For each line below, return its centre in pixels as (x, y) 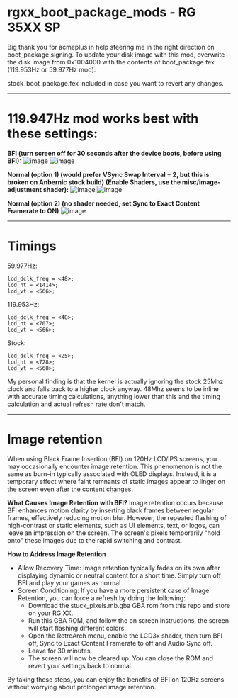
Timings (32, 246)
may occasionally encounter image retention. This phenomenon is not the (115, 466)
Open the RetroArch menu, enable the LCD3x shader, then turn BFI (125, 636)
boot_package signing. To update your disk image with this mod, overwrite (116, 55)
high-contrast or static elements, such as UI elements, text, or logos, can (114, 525)
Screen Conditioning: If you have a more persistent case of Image (113, 590)
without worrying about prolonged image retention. (82, 687)
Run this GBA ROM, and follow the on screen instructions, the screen (129, 620)
